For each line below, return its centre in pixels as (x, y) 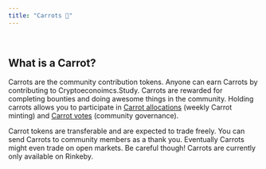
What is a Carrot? (53, 63)
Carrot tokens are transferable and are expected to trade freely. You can (127, 131)
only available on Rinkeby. (51, 156)
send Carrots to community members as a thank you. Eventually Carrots (126, 140)
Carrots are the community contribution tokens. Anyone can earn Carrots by (133, 82)
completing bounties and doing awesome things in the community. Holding (131, 99)
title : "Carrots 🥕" (41, 15)
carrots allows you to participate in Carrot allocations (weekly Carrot (120, 107)
